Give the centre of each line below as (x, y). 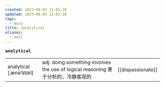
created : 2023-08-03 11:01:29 (36, 10)
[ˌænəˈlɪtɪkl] (21, 73)
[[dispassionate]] (137, 69)
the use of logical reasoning (74, 69)
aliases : (14, 32)
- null (16, 37)
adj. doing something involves (77, 62)
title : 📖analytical (25, 28)
